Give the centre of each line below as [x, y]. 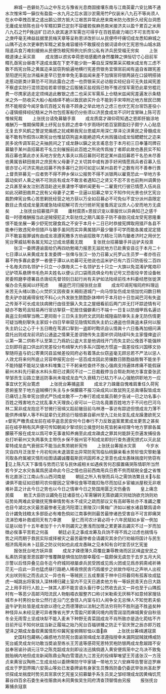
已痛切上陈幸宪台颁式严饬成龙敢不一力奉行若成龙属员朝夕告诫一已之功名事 [81, 396]
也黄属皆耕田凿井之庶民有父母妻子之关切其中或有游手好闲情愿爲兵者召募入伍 [83, 162]
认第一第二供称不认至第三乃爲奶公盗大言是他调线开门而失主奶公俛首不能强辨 [83, 341]
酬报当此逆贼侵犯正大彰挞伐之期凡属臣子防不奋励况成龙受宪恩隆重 [94, 217]
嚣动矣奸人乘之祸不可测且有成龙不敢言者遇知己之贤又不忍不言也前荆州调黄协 [83, 180]
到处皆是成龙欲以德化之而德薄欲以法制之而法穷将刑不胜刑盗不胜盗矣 [87, 606]
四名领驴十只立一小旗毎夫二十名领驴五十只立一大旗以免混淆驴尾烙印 [91, 266]
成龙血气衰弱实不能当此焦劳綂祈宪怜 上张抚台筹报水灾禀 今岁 [84, 446]
